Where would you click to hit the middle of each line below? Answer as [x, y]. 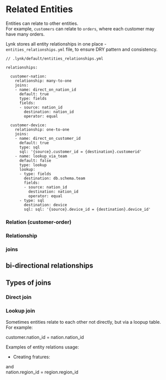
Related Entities [39, 9]
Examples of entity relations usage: [42, 347]
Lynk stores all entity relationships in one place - [56, 44]
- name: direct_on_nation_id [46, 90]
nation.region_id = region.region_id [42, 372]
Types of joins [29, 283]
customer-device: [29, 125]
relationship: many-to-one [43, 81]
